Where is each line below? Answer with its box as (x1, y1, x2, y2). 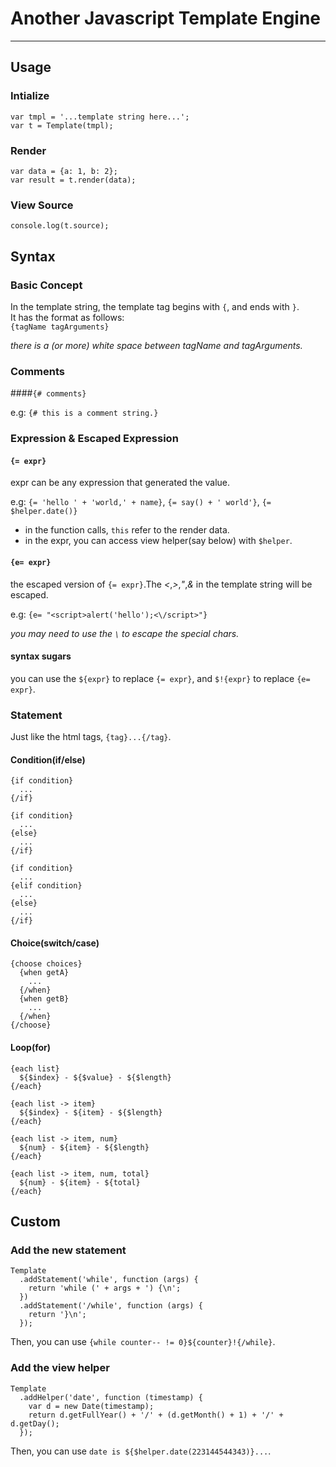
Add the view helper (10, 1361, 110, 1375)
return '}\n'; (28, 1310, 87, 1320)
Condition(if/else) (10, 753, 86, 766)
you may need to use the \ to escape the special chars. (10, 627, 240, 639)
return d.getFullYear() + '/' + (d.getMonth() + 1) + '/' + (28, 1410, 284, 1420)
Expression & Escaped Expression (10, 432, 179, 446)
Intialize (10, 89, 50, 103)
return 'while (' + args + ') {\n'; (28, 1283, 182, 1294)
